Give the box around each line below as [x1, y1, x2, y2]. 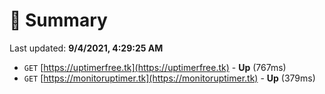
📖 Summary [9, 9, 108, 32]
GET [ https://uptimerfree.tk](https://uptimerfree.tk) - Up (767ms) [23, 61, 287, 73]
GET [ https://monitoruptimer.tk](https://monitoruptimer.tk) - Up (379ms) [23, 72, 316, 84]
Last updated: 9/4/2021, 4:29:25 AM [9, 42, 164, 54]
